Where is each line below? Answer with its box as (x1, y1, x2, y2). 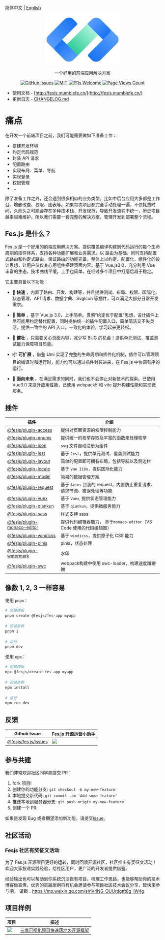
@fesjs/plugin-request (7, 484, 54, 490)
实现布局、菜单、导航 (12, 167, 55, 173)
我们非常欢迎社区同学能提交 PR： (5, 770, 72, 776)
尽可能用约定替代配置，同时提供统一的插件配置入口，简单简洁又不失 (12, 318, 150, 324)
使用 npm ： (5, 654, 26, 660)
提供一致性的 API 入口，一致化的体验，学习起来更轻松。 (21, 324, 134, 330)
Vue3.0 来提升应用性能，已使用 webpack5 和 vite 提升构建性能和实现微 (12, 381, 156, 388)
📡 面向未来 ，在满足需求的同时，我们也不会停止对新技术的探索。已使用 (12, 376, 156, 381)
